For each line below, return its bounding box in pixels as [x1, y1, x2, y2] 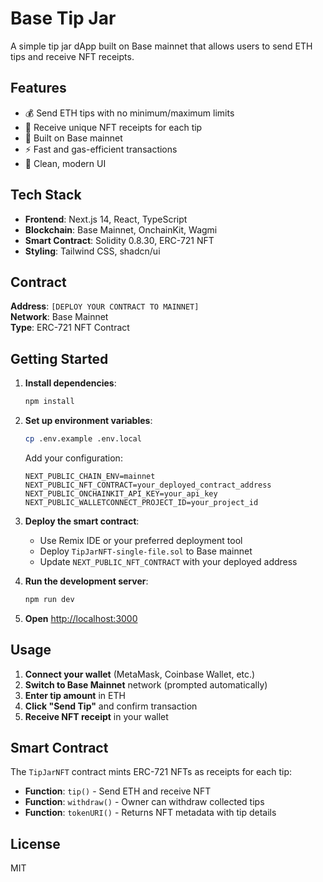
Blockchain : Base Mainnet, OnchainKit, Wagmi [24, 223, 218, 236]
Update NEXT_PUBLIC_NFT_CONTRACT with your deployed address [39, 555, 298, 567]
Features [10, 80, 67, 97]
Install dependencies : [24, 377, 117, 389]
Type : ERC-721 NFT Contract [10, 322, 130, 334]
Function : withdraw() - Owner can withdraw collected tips [24, 796, 265, 808]
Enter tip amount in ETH [24, 689, 126, 701]
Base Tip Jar [10, 7, 117, 30]
